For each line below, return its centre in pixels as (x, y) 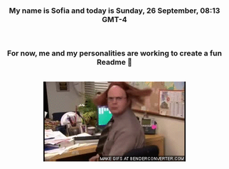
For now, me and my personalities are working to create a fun (114, 53)
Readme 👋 (114, 62)
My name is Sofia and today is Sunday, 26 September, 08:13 (114, 11)
